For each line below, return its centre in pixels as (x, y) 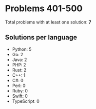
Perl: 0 (19, 86)
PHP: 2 (19, 65)
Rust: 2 (19, 70)
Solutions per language (41, 37)
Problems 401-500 (44, 9)
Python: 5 (22, 49)
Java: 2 (19, 60)
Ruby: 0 (20, 90)
